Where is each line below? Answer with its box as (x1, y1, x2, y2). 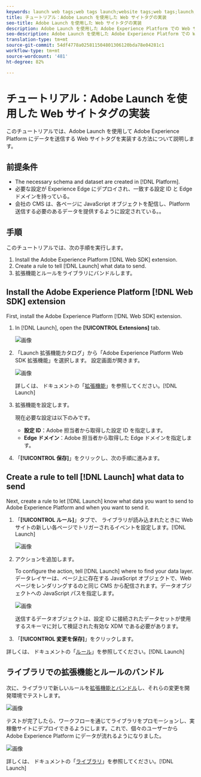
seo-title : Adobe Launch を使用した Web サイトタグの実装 (6, 20, 142, 26)
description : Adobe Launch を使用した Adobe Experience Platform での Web (6, 25, 190, 32)
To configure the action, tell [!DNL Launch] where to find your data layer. (14, 567, 194, 575)
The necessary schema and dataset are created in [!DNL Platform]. (14, 178, 181, 186)
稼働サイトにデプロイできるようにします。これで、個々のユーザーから (6, 724, 178, 731)
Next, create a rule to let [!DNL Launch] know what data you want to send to (6, 497, 194, 504)
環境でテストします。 (11, 691, 64, 699)
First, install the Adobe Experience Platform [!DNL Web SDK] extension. (6, 312, 182, 319)
